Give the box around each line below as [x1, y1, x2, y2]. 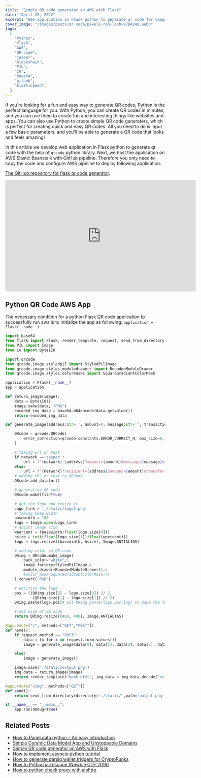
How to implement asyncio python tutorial [12, 751, 100, 757]
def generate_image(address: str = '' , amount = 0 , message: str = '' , [5, 422, 142, 427]
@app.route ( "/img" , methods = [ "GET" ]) [5, 683, 85, 689]
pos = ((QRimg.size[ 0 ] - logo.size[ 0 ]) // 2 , [14, 590, 113, 596]
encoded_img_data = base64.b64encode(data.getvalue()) [14, 408, 133, 413]
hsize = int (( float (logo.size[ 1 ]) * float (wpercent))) [14, 534, 128, 539]
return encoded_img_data [14, 413, 67, 418]
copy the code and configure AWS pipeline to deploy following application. [5, 160, 161, 166]
